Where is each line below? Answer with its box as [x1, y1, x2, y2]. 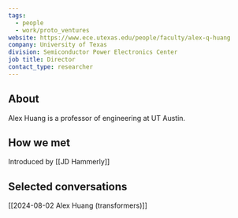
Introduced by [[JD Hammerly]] [8, 157, 110, 167]
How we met [8, 136, 71, 149]
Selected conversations [8, 179, 128, 194]
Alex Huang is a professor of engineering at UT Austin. [8, 113, 186, 122]
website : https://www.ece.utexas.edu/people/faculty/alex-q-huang [8, 33, 231, 42]
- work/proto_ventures [15, 26, 90, 34]
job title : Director [8, 56, 76, 64]
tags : [8, 11, 26, 20]
